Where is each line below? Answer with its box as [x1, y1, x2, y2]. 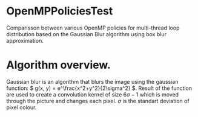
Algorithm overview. [6, 58, 111, 72]
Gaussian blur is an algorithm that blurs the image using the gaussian [6, 78, 179, 85]
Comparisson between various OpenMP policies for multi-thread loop [6, 24, 180, 31]
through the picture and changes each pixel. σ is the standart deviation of [6, 97, 190, 104]
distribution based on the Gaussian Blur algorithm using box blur [6, 30, 167, 37]
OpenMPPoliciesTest [6, 4, 113, 18]
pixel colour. [6, 104, 37, 111]
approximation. [6, 37, 44, 44]
